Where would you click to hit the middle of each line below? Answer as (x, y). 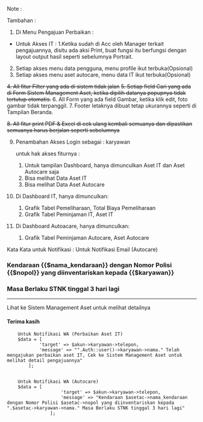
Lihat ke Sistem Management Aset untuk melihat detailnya (79, 308)
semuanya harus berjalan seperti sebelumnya (63, 130)
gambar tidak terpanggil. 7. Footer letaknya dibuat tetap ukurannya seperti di (102, 106)
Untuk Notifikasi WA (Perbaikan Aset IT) (70, 334)
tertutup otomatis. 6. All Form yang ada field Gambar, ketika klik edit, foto (97, 99)
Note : (14, 9)
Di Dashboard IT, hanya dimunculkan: (62, 196)
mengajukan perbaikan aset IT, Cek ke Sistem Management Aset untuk (95, 356)
